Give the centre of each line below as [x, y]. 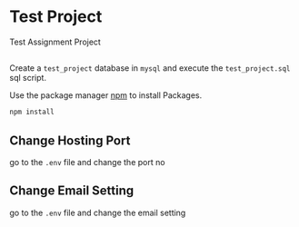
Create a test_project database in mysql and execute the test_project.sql [150, 68]
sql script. [28, 78]
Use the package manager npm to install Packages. [106, 95]
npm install [32, 112]
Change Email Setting [72, 191]
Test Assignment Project [55, 42]
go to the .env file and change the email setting [98, 212]
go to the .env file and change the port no [87, 163]
